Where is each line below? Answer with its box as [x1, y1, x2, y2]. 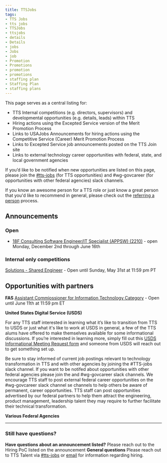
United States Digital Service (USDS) [5, 310, 82, 316]
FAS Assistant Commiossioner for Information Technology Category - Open [5, 295, 160, 301]
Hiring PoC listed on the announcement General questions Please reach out [5, 447, 162, 453]
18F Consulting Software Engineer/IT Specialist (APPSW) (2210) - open [12, 238, 158, 244]
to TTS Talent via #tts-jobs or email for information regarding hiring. [5, 452, 144, 458]
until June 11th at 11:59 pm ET [5, 300, 65, 307]
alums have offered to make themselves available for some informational [5, 330, 154, 336]
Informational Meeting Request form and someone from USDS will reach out [5, 341, 161, 347]
